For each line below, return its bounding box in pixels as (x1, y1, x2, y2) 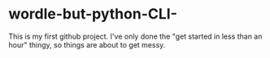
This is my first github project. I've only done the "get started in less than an (8, 31, 263, 41)
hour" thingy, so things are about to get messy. (8, 39, 166, 49)
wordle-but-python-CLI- (8, 5, 177, 23)
